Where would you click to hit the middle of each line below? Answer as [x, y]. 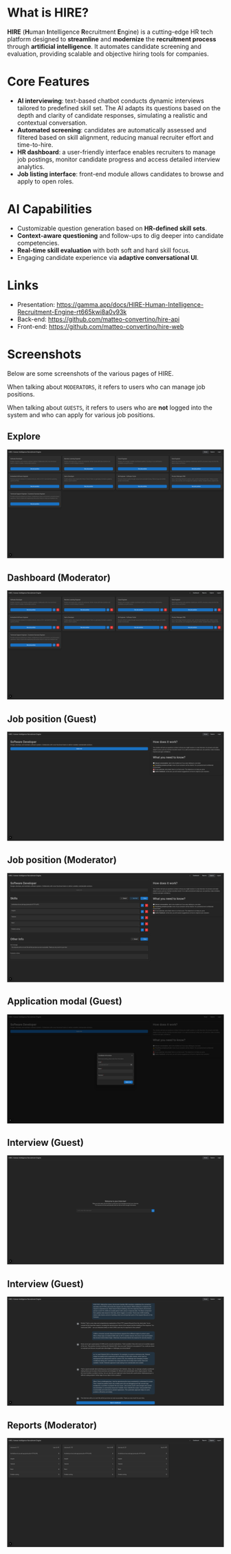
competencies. [38, 243]
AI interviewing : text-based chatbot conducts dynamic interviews [110, 101]
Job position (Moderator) [62, 860]
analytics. [31, 166]
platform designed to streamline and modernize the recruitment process [112, 39]
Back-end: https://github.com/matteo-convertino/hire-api [98, 319]
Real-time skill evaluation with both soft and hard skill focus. [103, 250]
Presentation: [36, 304]
